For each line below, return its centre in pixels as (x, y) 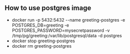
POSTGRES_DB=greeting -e (40, 25)
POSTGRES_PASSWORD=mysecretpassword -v (61, 30)
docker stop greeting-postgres (43, 41)
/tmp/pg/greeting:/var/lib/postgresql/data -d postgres (67, 35)
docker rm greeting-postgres (42, 46)
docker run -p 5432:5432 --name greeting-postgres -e (68, 20)
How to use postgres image (48, 8)
